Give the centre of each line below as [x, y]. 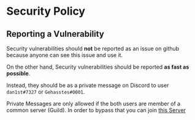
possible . [18, 73]
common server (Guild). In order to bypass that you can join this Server [96, 110]
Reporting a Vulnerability [55, 34]
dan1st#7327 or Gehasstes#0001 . [46, 92]
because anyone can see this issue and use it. [65, 55]
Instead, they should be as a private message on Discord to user [88, 85]
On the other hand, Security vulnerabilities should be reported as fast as [98, 67]
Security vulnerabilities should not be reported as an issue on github [93, 48]
